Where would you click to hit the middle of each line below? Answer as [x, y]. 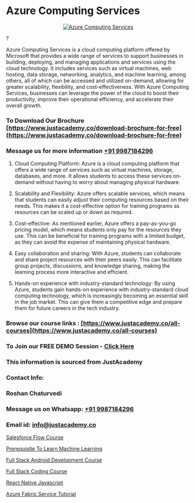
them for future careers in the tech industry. [67, 308]
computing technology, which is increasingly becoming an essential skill [101, 296]
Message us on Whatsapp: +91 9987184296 [70, 409]
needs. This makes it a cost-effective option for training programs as [97, 206]
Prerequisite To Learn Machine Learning [54, 449]
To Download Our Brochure [45, 120]
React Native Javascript [35, 483]
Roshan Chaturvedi [34, 393]
